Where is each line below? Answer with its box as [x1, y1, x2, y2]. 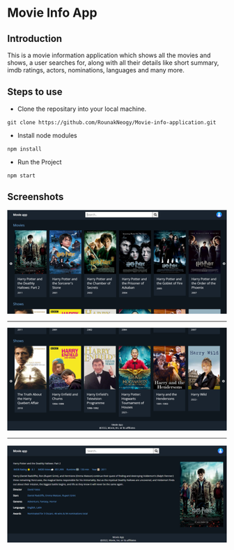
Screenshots [7, 191, 64, 203]
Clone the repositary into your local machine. [17, 105, 147, 113]
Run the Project [17, 158, 62, 166]
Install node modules [17, 131, 78, 139]
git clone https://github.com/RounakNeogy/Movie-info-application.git [7, 119, 217, 126]
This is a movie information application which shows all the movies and [7, 51, 211, 59]
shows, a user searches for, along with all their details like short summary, [7, 59, 219, 67]
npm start [7, 172, 36, 179]
